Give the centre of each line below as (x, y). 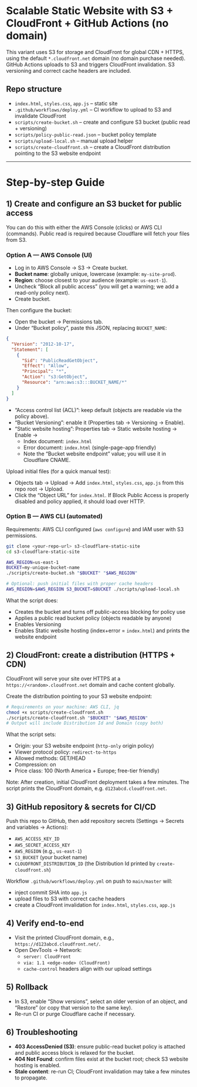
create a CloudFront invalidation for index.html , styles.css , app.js (95, 905)
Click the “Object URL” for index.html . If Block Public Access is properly (102, 495)
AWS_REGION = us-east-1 (33, 562)
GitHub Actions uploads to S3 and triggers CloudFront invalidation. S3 (90, 64)
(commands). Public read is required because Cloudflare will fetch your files (98, 234)
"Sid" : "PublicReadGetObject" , (60, 360)
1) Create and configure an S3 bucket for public (94, 204)
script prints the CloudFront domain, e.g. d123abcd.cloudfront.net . (86, 788)
